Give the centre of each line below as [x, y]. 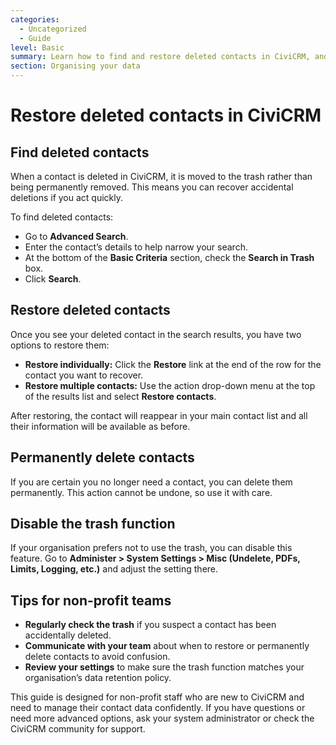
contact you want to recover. [84, 375]
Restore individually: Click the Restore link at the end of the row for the [173, 364]
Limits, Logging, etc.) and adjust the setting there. [114, 569]
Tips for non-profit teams [91, 600]
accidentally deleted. [68, 635]
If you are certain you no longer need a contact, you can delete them [151, 482]
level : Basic [37, 47]
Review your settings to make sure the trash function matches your [164, 667]
